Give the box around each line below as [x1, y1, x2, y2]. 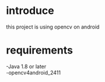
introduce [6, 4, 54, 17]
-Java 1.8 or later [6, 63, 47, 70]
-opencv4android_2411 [6, 69, 61, 76]
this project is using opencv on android [6, 23, 100, 30]
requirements [6, 44, 73, 57]
